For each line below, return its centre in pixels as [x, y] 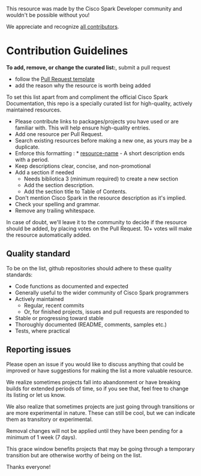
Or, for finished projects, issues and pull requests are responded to [106, 312]
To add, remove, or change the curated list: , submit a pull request [88, 67]
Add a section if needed [44, 172]
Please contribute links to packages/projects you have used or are [97, 121]
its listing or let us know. [36, 394]
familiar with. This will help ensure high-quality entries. [82, 128]
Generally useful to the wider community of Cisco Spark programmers [102, 293]
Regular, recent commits [54, 305]
